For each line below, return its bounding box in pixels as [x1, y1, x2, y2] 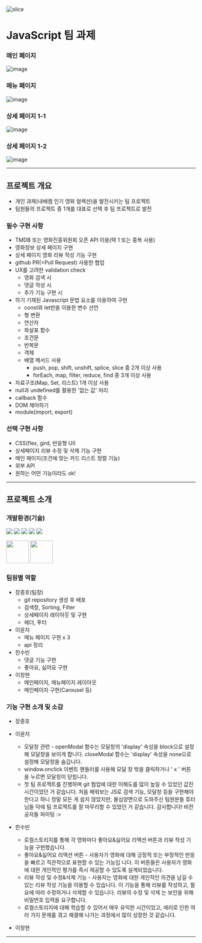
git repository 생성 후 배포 [23, 596, 86, 603]
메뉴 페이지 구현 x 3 [23, 633, 70, 641]
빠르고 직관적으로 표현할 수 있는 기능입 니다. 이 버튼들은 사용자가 [30, 859, 182, 866]
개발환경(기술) [6, 514, 45, 522]
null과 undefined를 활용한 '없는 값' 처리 [14, 386, 108, 394]
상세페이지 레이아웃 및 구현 [23, 611, 87, 618]
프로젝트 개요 [6, 180, 52, 191]
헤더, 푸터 [23, 618, 47, 626]
